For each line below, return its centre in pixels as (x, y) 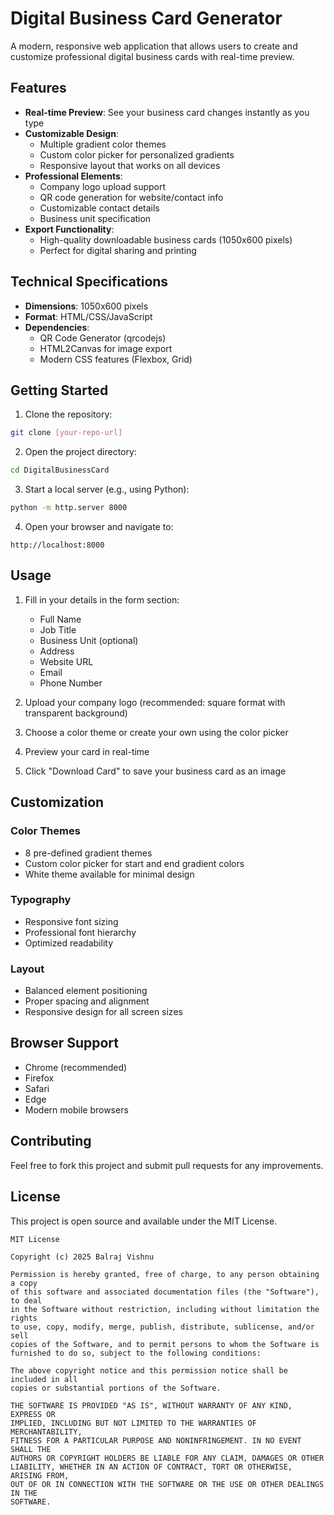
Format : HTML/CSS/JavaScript (88, 316)
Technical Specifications (89, 282)
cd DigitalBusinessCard (60, 470)
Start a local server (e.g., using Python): (107, 489)
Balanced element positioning (86, 991)
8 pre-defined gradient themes (88, 853)
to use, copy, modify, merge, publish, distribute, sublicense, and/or (162, 1327)
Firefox (39, 1078)
